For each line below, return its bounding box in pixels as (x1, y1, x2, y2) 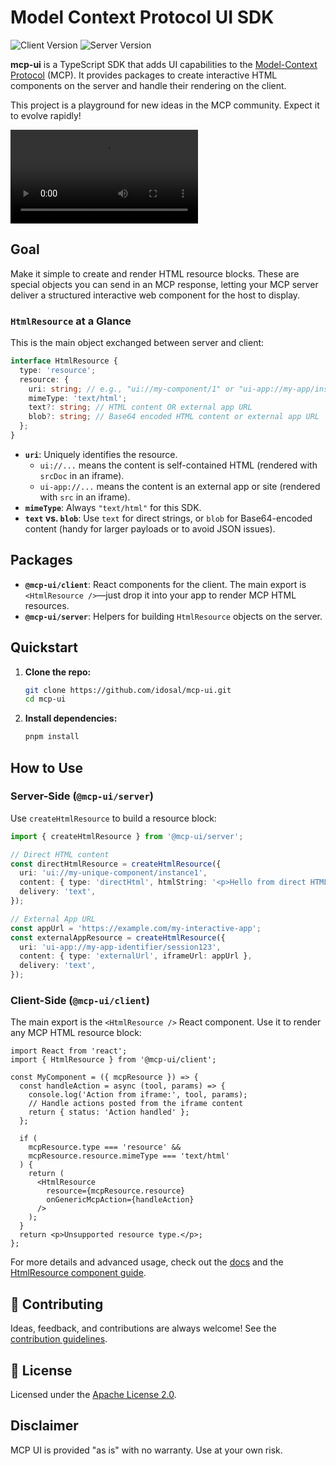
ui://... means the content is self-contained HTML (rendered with (39, 459, 318, 471)
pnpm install (24, 732, 80, 742)
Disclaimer (10, 1417, 79, 1435)
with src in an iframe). (39, 491, 131, 503)
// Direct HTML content (10, 849, 110, 860)
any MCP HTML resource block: (10, 1027, 142, 1039)
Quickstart (10, 639, 79, 656)
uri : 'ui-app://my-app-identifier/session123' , (19, 942, 222, 952)
